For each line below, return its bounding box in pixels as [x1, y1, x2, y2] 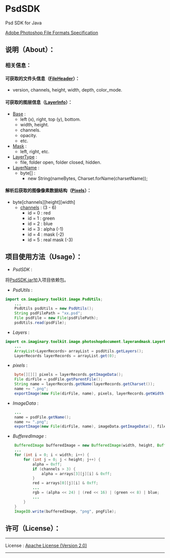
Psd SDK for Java [5, 20, 42, 26]
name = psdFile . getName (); [14, 414, 71, 420]
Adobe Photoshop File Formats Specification [5, 29, 99, 35]
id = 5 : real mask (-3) [27, 236, 73, 243]
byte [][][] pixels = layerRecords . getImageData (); [14, 372, 123, 377]
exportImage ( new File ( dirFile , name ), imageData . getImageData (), [14, 424, 155, 429]
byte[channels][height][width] [12, 199, 75, 205]
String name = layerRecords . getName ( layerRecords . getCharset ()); [14, 381, 155, 387]
